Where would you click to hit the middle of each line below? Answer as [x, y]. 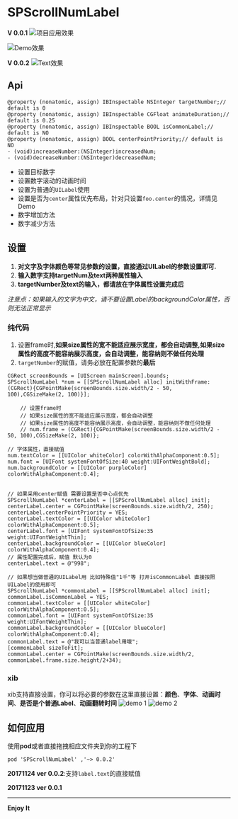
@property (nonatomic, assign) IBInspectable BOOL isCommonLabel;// [110, 127]
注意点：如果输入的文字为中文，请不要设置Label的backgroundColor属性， [115, 299]
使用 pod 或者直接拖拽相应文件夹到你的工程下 [72, 746]
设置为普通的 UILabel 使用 [53, 189]
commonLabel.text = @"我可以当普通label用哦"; [73, 641]
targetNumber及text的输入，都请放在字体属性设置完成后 [101, 284]
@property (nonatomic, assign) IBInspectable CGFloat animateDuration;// [119, 114]
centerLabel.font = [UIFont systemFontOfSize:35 [80, 531]
